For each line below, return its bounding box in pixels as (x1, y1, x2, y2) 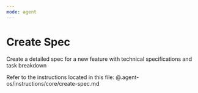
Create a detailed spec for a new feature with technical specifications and (6, 55, 193, 63)
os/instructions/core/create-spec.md (6, 80, 100, 87)
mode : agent (6, 9, 37, 15)
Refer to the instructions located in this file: (6, 74, 115, 81)
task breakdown (6, 61, 47, 69)
